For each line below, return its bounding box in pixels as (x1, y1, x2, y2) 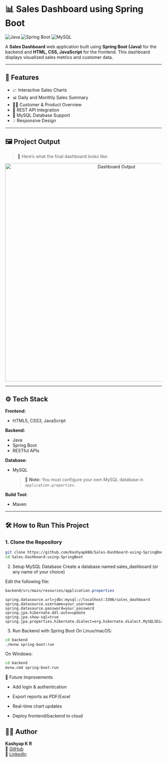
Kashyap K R (5, 741, 32, 747)
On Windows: (5, 651, 33, 657)
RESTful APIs (12, 448, 40, 454)
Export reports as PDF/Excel (12, 694, 71, 700)
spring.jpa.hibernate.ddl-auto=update (5, 610, 85, 615)
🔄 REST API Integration (12, 107, 60, 113)
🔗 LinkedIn (5, 751, 27, 757)
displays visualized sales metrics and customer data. (5, 54, 113, 60)
